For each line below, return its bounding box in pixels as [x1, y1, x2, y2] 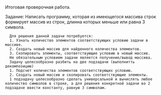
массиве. [5, 42, 23, 47]
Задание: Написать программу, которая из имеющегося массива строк [5, 14, 156, 19]
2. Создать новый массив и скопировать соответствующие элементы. [9, 72, 148, 77]
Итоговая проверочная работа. [5, 4, 71, 10]
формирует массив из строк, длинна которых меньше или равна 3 [5, 19, 145, 25]
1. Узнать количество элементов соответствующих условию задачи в [9, 38, 148, 43]
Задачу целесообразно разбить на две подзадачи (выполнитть [9, 60, 135, 64]
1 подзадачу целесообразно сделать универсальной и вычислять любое [9, 77, 153, 82]
